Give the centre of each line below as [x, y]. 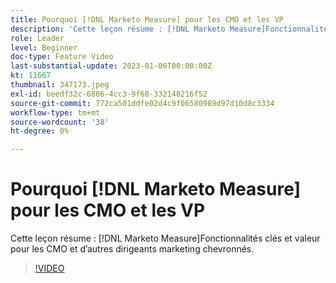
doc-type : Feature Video [62, 57]
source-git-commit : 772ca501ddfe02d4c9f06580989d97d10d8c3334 [142, 103]
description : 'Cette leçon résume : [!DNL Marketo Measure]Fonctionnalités [171, 29]
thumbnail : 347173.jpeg [60, 85]
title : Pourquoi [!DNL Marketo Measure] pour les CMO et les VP [147, 19]
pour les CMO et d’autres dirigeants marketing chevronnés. [132, 249]
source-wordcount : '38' [60, 122]
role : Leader [37, 38]
